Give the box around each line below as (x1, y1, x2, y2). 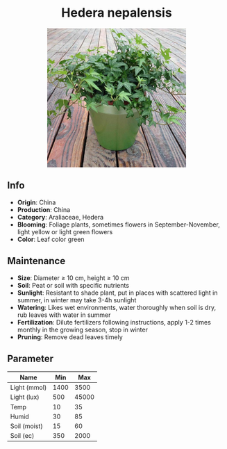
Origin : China (17, 198, 56, 206)
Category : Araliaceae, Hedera (17, 213, 104, 221)
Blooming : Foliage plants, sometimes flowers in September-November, (17, 220, 221, 229)
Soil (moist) (10, 422, 43, 430)
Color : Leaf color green (17, 235, 85, 243)
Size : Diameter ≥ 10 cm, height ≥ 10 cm (17, 273, 130, 282)
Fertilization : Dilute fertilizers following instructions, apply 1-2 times (17, 318, 212, 326)
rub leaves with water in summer (17, 311, 111, 319)
